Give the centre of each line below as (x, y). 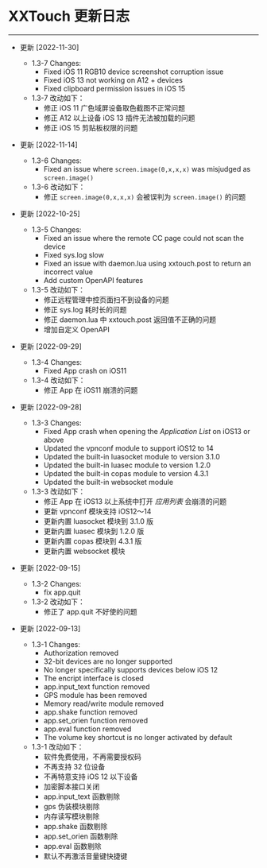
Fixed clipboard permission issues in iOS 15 (114, 88)
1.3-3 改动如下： (58, 491)
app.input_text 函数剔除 (82, 796)
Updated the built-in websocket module (108, 482)
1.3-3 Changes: (56, 423)
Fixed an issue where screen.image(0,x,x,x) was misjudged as (147, 169)
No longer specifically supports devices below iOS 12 (131, 669)
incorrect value (68, 272)
